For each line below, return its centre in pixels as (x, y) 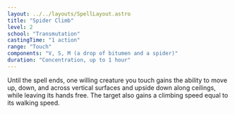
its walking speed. (34, 103)
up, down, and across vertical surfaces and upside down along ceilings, (112, 87)
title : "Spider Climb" (41, 21)
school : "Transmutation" (44, 34)
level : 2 (20, 27)
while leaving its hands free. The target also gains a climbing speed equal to (118, 95)
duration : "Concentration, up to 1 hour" (69, 60)
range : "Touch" (30, 47)
